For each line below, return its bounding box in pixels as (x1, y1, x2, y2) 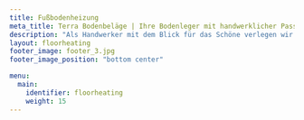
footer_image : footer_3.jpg (9, 47, 116, 56)
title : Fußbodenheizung (9, 13, 100, 23)
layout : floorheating (9, 38, 91, 48)
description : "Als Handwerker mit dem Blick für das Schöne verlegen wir (9, 30, 294, 39)
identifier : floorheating (25, 88, 124, 97)
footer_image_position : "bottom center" (9, 55, 165, 64)
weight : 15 (25, 97, 67, 106)
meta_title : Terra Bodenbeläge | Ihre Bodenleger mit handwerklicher (9, 22, 278, 31)
